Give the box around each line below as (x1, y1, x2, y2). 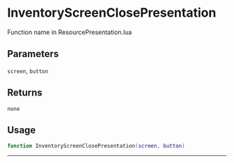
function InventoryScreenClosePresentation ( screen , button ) (7, 143, 186, 150)
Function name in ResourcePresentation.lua (7, 28, 132, 36)
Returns (7, 87, 43, 99)
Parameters (7, 48, 59, 60)
